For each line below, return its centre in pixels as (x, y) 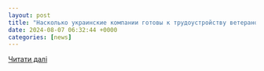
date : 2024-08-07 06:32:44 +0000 (63, 30)
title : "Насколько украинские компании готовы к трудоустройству (117, 23)
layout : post (29, 15)
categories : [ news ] (40, 37)
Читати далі (28, 59)
